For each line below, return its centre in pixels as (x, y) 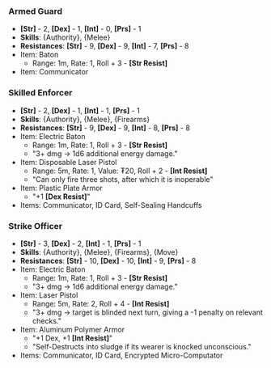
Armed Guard (36, 11)
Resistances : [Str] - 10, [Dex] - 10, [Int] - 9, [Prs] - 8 (108, 260)
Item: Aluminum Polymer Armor (72, 329)
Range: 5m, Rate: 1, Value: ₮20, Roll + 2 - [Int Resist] (120, 171)
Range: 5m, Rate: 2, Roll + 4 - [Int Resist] (101, 303)
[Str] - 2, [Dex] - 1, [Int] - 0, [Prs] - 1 (80, 29)
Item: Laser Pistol (49, 295)
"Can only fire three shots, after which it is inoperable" (123, 179)
